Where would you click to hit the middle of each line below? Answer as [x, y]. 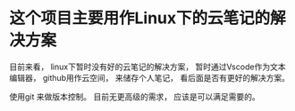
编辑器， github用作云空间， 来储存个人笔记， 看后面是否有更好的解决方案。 [150, 77]
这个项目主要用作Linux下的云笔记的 [140, 18]
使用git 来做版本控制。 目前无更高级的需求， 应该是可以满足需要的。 [135, 96]
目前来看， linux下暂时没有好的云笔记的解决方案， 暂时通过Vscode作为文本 [147, 67]
